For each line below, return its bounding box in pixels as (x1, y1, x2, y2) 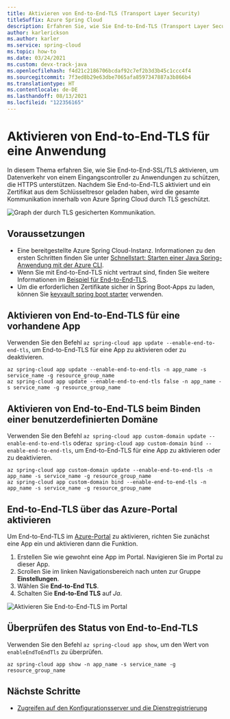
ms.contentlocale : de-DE (7, 86, 78, 93)
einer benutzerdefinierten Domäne (7, 414, 159, 425)
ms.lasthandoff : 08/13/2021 (7, 93, 88, 100)
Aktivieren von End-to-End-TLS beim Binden (7, 403, 201, 414)
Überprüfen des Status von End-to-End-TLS (7, 622, 199, 634)
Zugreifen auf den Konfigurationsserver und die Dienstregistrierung (16, 703, 207, 712)
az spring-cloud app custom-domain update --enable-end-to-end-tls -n (7, 467, 213, 474)
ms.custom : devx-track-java (7, 61, 88, 68)
